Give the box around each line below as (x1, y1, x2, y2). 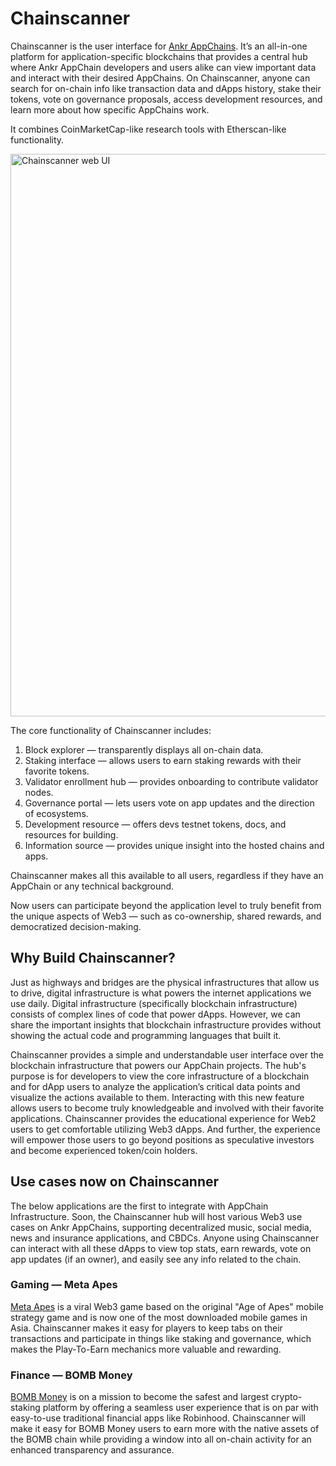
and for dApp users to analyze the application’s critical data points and (10, 1080, 301, 1092)
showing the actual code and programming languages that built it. (10, 1029, 282, 1041)
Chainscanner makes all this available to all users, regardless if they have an (10, 869, 324, 881)
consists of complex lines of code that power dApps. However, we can (10, 1008, 301, 1020)
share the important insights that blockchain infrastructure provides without (10, 1018, 322, 1031)
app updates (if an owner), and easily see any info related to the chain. (10, 1253, 302, 1265)
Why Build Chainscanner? (10, 950, 176, 967)
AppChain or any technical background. (10, 880, 175, 892)
